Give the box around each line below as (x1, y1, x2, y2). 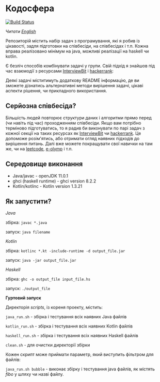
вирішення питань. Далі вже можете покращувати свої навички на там (5, 141, 153, 146)
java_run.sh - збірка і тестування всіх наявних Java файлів (5, 314, 127, 320)
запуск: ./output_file (5, 286, 50, 291)
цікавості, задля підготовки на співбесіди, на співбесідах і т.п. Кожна (5, 43, 148, 49)
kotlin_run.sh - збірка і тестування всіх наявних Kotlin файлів (5, 323, 133, 329)
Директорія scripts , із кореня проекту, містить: (5, 305, 103, 310)
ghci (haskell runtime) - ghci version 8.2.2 (12, 178, 96, 184)
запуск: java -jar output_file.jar (5, 257, 77, 263)
